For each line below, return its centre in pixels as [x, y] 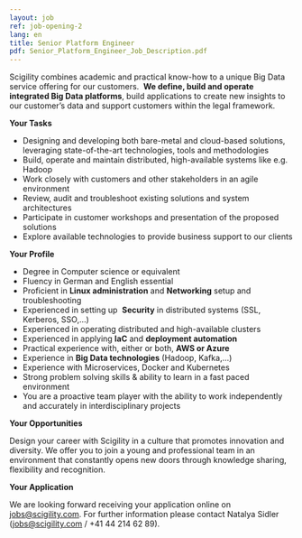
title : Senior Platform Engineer [72, 43]
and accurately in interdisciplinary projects [101, 406]
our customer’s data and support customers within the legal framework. [142, 106]
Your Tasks [31, 124]
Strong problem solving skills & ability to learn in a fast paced [136, 377]
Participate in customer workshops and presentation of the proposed [151, 218]
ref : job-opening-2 [46, 26]
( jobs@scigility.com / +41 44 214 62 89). [85, 524]
